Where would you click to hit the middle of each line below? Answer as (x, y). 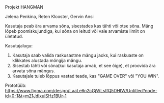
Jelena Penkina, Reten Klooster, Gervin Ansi (50, 16)
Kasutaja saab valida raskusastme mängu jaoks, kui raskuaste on (78, 55)
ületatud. (14, 36)
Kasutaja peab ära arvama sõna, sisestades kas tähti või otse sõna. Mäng (79, 26)
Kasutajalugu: (19, 46)
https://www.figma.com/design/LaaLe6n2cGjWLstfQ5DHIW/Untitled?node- (81, 91)
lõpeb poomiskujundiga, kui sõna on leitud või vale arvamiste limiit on (75, 31)
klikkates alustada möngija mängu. (47, 60)
